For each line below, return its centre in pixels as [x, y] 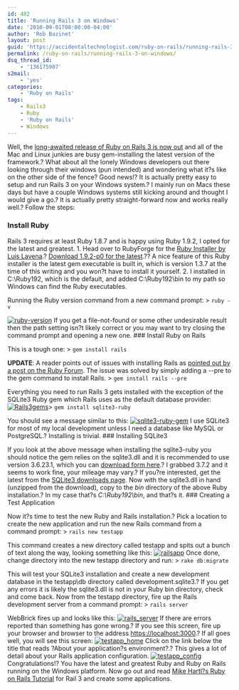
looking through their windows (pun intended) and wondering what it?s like [117, 169]
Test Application [31, 502]
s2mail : [19, 73]
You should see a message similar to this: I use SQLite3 [118, 420]
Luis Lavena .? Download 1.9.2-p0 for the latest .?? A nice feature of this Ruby [118, 256]
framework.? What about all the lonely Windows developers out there [108, 161]
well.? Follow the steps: [41, 207]
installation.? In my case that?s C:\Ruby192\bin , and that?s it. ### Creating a [118, 494]
